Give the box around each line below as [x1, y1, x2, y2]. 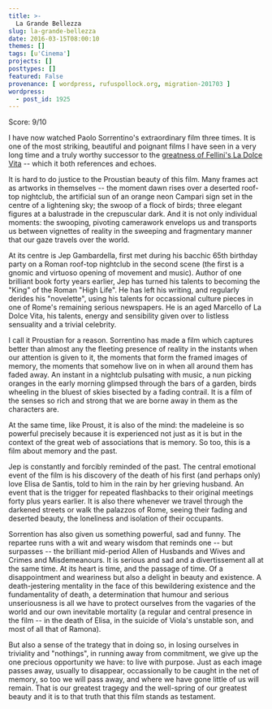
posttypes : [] [8, 65, 57, 73]
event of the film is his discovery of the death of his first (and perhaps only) [8, 470, 261, 480]
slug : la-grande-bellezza [8, 27, 96, 35]
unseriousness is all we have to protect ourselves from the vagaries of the [8, 599, 256, 608]
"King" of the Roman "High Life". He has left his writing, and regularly [8, 285, 240, 295]
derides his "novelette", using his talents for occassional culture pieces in [8, 294, 254, 304]
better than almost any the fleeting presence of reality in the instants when [8, 344, 258, 354]
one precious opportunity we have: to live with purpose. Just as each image [8, 657, 262, 667]
